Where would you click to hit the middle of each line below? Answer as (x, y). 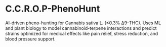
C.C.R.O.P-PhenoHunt (53, 9)
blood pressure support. (30, 39)
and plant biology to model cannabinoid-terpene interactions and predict (81, 28)
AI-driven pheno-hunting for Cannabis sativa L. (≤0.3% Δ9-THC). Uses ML (83, 23)
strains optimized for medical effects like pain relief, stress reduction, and (82, 33)
